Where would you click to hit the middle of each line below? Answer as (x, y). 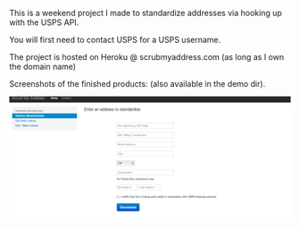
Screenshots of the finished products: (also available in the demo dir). (137, 84)
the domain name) (43, 67)
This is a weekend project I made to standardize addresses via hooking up (146, 13)
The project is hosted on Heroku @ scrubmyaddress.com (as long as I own (146, 57)
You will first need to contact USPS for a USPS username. (115, 40)
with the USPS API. (44, 22)
